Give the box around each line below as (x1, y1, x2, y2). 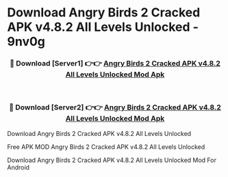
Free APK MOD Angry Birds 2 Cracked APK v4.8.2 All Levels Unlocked (7, 142, 205, 151)
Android (7, 163, 29, 172)
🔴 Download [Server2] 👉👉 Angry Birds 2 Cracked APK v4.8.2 (9, 103, 221, 112)
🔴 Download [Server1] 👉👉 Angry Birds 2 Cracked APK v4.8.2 (10, 59, 220, 68)
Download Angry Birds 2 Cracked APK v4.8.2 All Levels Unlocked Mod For (7, 156, 217, 164)
